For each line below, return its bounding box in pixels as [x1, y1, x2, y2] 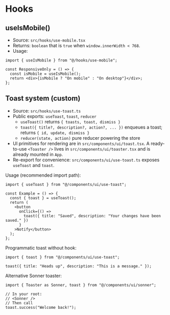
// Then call [5, 300, 33, 305]
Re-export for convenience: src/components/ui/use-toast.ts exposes [12, 157, 160, 163]
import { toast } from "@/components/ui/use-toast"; [5, 255, 120, 260]
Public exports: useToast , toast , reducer [12, 113, 97, 119]
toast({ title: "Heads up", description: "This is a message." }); [5, 263, 152, 269]
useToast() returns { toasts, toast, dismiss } [20, 118, 121, 124]
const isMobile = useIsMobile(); [10, 71, 81, 76]
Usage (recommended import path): [5, 172, 81, 178]
